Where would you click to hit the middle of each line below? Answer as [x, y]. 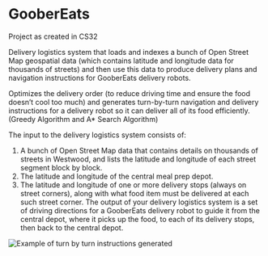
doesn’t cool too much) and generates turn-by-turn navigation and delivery [134, 102]
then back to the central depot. [72, 228]
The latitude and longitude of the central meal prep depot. [117, 176]
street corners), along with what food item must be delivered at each [134, 193]
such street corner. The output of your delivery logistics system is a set [139, 202]
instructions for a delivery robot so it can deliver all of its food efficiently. [129, 111]
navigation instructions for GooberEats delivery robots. [100, 78]
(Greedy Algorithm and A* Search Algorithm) [83, 119]
